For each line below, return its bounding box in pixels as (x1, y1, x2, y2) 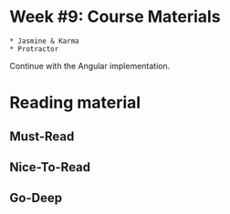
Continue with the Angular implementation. (9, 60, 171, 71)
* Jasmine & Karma (9, 36, 79, 46)
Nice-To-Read (9, 159, 91, 175)
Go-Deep (9, 190, 62, 206)
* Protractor (9, 44, 59, 54)
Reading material (9, 93, 141, 113)
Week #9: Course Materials (9, 6, 221, 27)
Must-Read (9, 128, 75, 144)
